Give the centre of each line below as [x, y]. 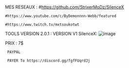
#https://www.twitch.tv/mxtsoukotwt [42, 24]
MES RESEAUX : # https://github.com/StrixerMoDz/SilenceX [64, 7]
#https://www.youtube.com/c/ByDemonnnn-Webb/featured [61, 16]
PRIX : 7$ [14, 43]
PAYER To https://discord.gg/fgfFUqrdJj [49, 61]
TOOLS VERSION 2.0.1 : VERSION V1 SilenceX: [51, 34]
